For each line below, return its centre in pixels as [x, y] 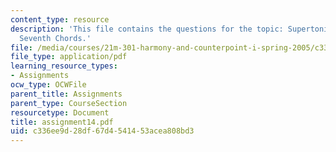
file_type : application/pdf [69, 57]
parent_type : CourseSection [69, 103]
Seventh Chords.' [55, 38]
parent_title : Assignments [66, 94]
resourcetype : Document [60, 112]
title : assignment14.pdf [62, 122]
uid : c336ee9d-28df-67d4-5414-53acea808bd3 [102, 131]
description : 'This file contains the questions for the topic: [147, 29]
